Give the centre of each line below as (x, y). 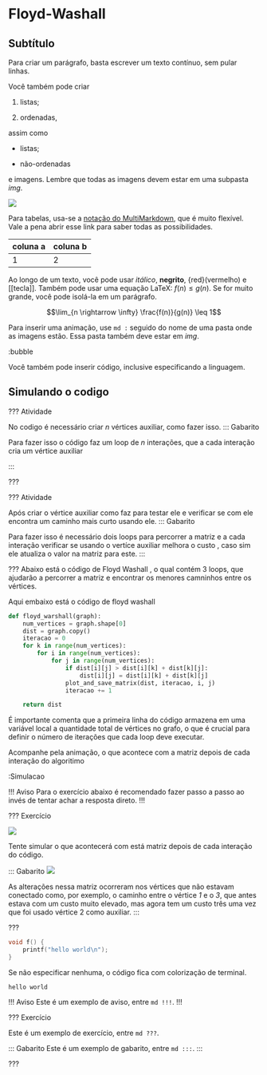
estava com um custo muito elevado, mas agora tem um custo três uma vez (132, 904)
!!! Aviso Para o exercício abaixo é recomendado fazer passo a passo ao (126, 792)
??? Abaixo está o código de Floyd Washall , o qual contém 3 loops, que (126, 569)
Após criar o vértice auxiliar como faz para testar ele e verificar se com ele (131, 513)
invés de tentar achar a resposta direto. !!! (77, 800)
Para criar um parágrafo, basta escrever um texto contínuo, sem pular (123, 62)
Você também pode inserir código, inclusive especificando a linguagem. (127, 367)
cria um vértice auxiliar (46, 450)
